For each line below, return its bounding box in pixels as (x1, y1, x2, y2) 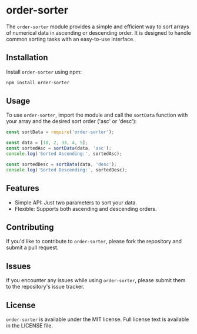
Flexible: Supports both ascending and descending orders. (14, 205, 157, 212)
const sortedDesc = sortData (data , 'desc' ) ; (6, 161, 117, 167)
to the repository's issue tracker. (6, 283, 85, 290)
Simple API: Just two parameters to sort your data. (14, 199, 137, 206)
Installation (6, 52, 48, 62)
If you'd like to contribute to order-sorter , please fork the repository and (6, 238, 182, 245)
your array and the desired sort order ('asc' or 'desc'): (6, 118, 137, 125)
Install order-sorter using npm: (6, 68, 82, 75)
